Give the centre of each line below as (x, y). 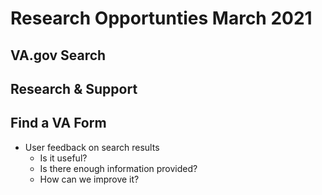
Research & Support (74, 88)
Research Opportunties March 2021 (161, 18)
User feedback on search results (92, 147)
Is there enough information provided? (118, 168)
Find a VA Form (58, 123)
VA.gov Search (58, 55)
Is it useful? (63, 158)
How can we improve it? (89, 179)
